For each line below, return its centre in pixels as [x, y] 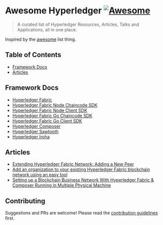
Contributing [25, 201]
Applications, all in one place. [47, 29]
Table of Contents [33, 55]
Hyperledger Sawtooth [35, 131]
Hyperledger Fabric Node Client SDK [50, 110]
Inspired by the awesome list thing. [41, 39]
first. [10, 218]
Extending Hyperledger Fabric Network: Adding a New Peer [73, 164]
